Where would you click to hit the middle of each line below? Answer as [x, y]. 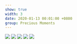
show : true [16, 9]
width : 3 [14, 14]
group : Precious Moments [30, 23]
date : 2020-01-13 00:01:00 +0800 [39, 18]
